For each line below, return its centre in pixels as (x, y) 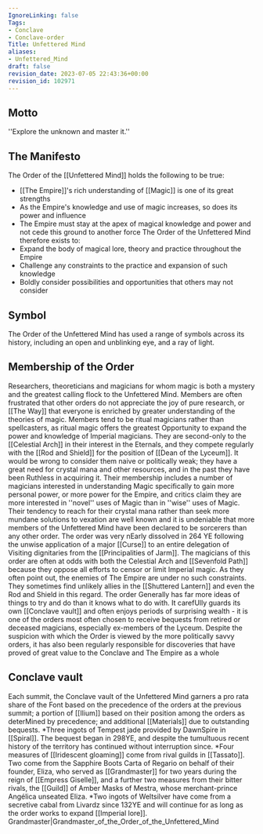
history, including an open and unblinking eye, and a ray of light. (112, 342)
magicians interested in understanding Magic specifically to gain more (121, 486)
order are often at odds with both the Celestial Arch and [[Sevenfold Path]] (128, 561)
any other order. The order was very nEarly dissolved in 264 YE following (126, 536)
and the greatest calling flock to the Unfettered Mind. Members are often (125, 394)
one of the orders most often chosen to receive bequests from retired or (124, 619)
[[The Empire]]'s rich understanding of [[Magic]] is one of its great (126, 191)
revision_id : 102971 (42, 81)
